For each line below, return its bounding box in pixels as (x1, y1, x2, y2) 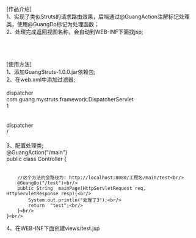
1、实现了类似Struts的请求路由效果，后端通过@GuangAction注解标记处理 (6, 13, 190, 20)
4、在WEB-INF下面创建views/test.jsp (6, 225, 100, 232)
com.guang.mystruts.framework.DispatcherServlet (6, 96, 134, 103)
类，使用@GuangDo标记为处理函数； (6, 21, 100, 27)
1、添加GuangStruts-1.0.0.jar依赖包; (6, 68, 96, 75)
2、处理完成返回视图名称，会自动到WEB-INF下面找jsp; (6, 28, 143, 35)
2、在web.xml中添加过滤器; (6, 76, 76, 83)
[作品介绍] (6, 5, 32, 12)
